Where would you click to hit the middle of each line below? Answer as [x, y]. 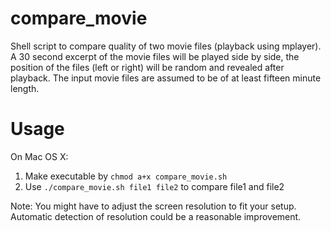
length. [25, 88]
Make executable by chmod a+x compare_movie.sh [126, 176]
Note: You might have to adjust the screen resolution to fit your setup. [153, 206]
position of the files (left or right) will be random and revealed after [147, 67]
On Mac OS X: [39, 156]
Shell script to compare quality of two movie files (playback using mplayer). [166, 46]
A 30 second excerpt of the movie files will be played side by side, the [155, 56]
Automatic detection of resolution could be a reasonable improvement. [156, 216]
